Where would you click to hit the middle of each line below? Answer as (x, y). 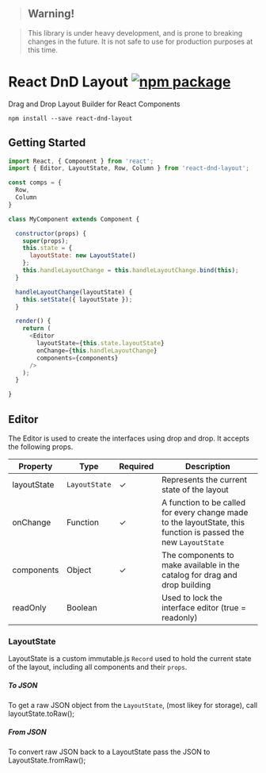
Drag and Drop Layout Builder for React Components (94, 104)
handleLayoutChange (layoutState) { (74, 292)
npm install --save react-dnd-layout (70, 118)
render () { (33, 321)
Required (136, 466)
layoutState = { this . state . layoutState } (101, 344)
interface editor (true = (204, 608)
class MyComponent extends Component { (74, 219)
